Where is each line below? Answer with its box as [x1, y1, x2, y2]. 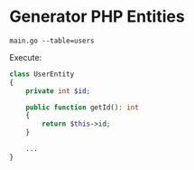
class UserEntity [9, 70, 75, 79]
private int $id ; [25, 86, 91, 96]
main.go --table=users [9, 36, 95, 45]
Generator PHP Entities [9, 6, 185, 27]
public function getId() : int [25, 102, 140, 112]
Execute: [9, 52, 42, 62]
